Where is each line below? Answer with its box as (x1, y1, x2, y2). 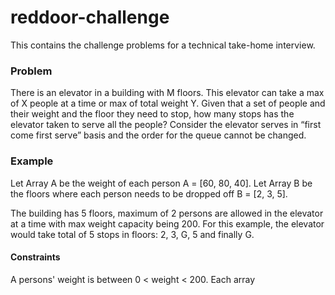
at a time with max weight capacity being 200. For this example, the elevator (10, 217, 325, 230)
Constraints (10, 251, 61, 263)
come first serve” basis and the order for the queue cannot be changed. (10, 129, 307, 141)
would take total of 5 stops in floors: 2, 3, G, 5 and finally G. (10, 228, 255, 240)
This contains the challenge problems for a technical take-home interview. (10, 39, 316, 51)
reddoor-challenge (10, 6, 170, 29)
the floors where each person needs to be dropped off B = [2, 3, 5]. (10, 187, 288, 200)
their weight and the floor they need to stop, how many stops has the (10, 108, 295, 120)
